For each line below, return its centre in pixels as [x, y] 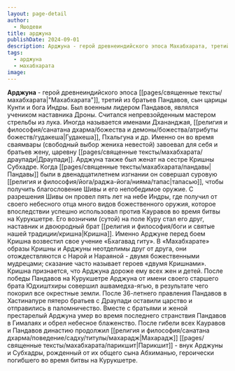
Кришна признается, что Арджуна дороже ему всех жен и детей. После [115, 271]
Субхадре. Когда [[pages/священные [63, 167]
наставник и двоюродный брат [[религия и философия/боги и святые [111, 226]
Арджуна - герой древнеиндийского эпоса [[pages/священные [102, 92]
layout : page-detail [37, 14]
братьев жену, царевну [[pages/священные [72, 152]
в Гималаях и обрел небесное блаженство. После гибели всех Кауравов [116, 323]
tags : [15, 53]
